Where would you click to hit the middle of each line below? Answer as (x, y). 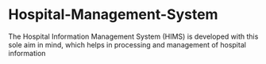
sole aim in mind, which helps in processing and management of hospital (127, 44)
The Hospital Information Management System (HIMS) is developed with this (133, 36)
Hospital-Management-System (113, 15)
